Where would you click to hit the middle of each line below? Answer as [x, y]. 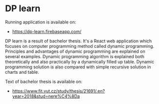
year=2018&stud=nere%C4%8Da [46, 96]
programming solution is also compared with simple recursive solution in [78, 67]
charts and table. [22, 72]
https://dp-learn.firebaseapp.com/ [47, 31]
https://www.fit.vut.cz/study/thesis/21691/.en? [58, 91]
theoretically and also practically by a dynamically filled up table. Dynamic [80, 62]
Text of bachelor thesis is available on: [44, 82]
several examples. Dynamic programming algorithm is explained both [75, 56]
